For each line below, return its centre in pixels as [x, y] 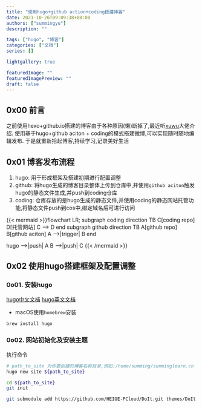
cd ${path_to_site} [31, 383]
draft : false [23, 84]
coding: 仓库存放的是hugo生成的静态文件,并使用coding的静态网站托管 [102, 200]
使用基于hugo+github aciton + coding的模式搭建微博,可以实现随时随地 [102, 133]
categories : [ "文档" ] [33, 45]
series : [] [20, 51]
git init [17, 388]
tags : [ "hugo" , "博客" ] [35, 40]
